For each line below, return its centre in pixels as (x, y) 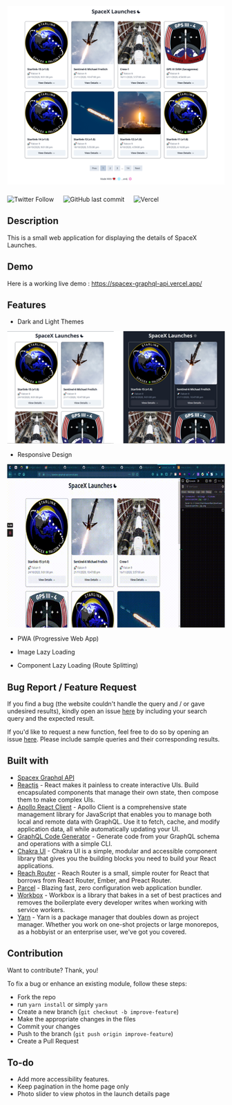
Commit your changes (49, 1026)
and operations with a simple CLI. (65, 843)
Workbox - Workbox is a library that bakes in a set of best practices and (119, 895)
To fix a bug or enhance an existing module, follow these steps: (97, 983)
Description (33, 221)
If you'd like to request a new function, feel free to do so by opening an (108, 732)
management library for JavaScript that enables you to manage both (114, 814)
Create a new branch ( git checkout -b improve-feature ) (98, 1012)
